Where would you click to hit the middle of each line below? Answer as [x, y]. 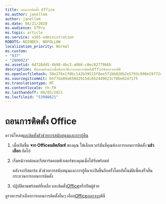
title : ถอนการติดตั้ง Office [30, 10]
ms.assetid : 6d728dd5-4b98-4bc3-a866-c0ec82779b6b [58, 65]
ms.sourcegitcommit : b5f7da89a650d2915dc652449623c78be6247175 [72, 79]
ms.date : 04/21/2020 [26, 23]
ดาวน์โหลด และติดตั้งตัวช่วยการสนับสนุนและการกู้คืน [47, 135]
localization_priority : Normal [37, 46]
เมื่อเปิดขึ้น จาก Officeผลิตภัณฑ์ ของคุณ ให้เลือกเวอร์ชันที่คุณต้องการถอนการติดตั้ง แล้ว [83, 145]
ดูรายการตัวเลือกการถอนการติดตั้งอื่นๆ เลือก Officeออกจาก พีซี [55, 196]
